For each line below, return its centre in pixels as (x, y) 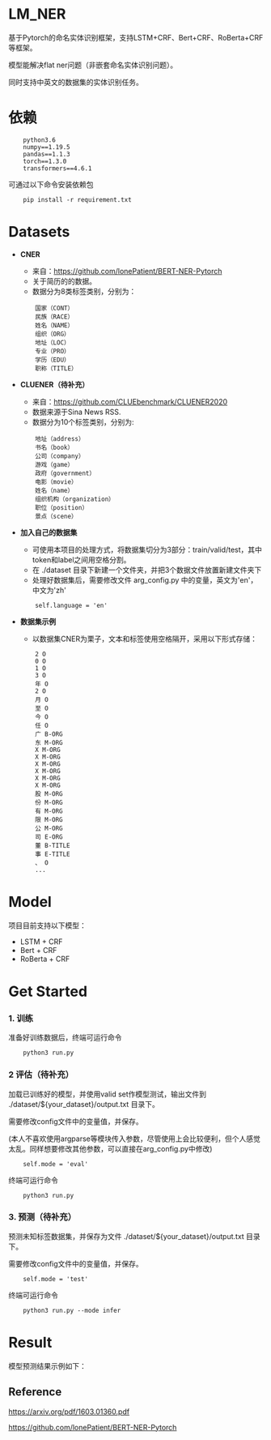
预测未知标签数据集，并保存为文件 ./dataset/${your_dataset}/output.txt (126, 1236)
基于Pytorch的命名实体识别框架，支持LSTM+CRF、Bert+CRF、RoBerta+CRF (136, 37)
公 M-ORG (49, 828)
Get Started (48, 991)
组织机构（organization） (75, 499)
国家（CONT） (55, 308)
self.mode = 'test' (56, 1279)
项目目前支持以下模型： (47, 925)
